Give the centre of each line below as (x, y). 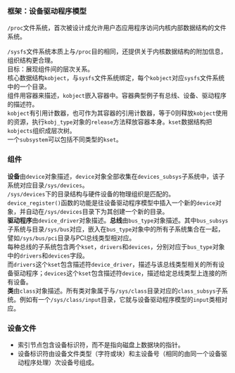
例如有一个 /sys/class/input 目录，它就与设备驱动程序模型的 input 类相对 (123, 299)
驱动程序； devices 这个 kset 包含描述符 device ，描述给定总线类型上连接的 (117, 273)
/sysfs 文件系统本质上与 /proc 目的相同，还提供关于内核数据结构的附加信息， (117, 51)
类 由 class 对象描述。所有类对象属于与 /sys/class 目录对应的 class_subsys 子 (115, 291)
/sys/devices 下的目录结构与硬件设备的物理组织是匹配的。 (91, 194)
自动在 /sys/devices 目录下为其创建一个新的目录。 (97, 211)
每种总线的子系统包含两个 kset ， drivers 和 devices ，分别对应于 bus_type (110, 246)
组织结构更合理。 (32, 61)
